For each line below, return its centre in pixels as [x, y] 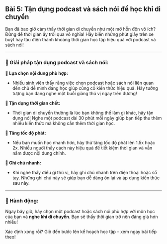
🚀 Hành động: [22, 201]
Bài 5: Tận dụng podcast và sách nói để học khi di [83, 9]
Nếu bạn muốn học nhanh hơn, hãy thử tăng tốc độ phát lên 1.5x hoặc [84, 143]
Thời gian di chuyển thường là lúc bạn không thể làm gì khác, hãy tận [83, 113]
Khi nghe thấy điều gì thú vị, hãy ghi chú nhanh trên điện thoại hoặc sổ [85, 173]
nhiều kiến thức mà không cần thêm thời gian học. [64, 123]
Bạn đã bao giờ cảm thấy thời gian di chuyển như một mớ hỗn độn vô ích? [80, 29]
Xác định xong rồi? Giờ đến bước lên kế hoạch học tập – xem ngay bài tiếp [81, 232]
